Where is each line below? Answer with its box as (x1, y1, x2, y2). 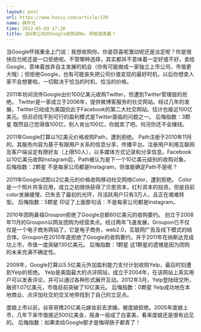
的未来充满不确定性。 (6, 249, 59, 256)
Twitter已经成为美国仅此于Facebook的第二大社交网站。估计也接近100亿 (16, 106, 193, 113)
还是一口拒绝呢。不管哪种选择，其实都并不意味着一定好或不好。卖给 (26, 56, 195, 63)
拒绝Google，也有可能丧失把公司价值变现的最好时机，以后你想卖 (29, 71, 190, 78)
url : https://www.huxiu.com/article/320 (6, 14, 109, 20)
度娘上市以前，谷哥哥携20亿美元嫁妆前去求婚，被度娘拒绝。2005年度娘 (6, 304, 183, 311)
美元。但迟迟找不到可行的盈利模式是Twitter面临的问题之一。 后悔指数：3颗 (6, 113, 191, 120)
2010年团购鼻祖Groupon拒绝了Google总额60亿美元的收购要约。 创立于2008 (6, 211, 194, 218)
